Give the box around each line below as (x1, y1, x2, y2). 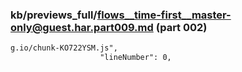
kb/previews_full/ (10, 8, 98, 22)
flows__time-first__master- (96, 8, 232, 22)
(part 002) (155, 20, 208, 34)
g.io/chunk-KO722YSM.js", (10, 43, 118, 53)
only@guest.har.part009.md (10, 20, 154, 34)
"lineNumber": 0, (99, 53, 172, 63)
